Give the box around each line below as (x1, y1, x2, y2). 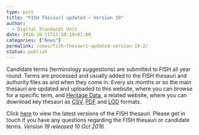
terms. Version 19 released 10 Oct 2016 (6, 123, 105, 130)
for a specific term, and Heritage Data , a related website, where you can (6, 91, 187, 98)
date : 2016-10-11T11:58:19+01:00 (6, 32, 91, 38)
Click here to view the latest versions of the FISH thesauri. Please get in (6, 109, 186, 117)
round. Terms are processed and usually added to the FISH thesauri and (6, 71, 187, 79)
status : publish (6, 49, 47, 55)
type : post (6, 9, 34, 15)
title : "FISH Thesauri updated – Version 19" (6, 15, 124, 21)
